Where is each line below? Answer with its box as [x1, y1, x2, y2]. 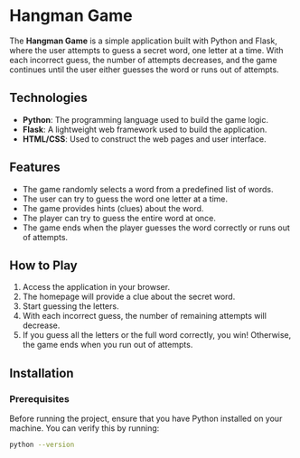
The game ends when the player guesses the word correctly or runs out [22, 222, 291, 233]
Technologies [9, 90, 89, 106]
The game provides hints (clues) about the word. [22, 202, 204, 213]
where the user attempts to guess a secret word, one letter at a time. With [9, 44, 284, 55]
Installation [9, 365, 74, 380]
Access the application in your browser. [22, 282, 170, 293]
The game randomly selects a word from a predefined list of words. [22, 183, 274, 194]
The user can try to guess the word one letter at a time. [22, 193, 229, 204]
